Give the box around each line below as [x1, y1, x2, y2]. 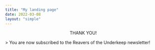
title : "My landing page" [5, 7, 58, 12]
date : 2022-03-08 [5, 12, 41, 17]
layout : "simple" [5, 16, 41, 21]
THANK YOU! [69, 30, 97, 36]
